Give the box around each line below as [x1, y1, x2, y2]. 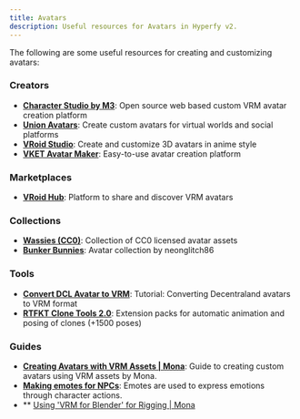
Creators [9, 79, 50, 92]
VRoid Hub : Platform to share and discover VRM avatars [22, 192, 234, 203]
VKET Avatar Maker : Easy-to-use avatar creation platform [22, 148, 241, 159]
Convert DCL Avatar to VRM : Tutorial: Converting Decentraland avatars [22, 288, 291, 299]
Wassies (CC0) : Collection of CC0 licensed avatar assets [22, 235, 238, 246]
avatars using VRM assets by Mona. [22, 370, 157, 381]
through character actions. [22, 389, 123, 401]
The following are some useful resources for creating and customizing [9, 46, 273, 57]
